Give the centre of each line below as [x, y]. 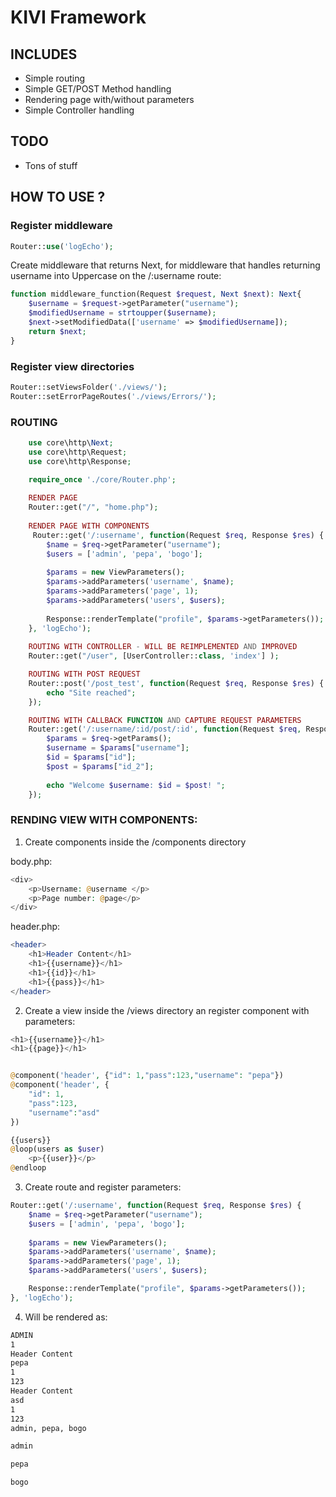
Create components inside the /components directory [135, 842]
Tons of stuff [51, 165]
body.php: [31, 861]
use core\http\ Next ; [71, 442]
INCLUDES [44, 54]
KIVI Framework [78, 17]
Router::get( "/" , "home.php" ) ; [93, 507]
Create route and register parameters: [103, 1187]
